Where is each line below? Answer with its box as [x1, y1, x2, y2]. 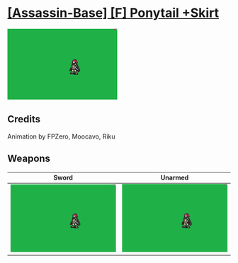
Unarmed [160, 173, 189, 182]
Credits [7, 113, 41, 125]
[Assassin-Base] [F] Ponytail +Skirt [7, 5, 220, 21]
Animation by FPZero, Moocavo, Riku [7, 132, 115, 141]
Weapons [7, 153, 51, 165]
